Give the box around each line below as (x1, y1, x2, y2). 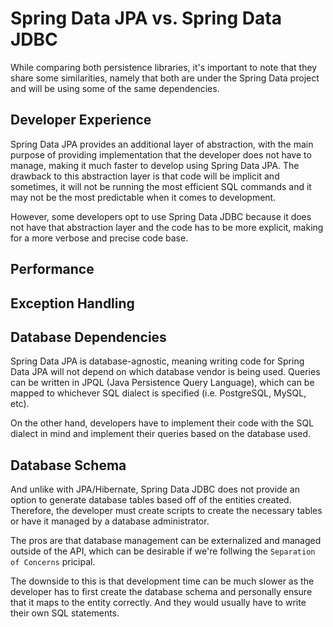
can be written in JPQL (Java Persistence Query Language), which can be (10, 377, 315, 389)
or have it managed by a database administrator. (10, 515, 210, 527)
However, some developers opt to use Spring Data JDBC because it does (10, 210, 312, 222)
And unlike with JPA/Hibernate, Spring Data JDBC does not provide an (10, 483, 300, 496)
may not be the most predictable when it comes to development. (10, 191, 277, 203)
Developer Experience (10, 112, 152, 129)
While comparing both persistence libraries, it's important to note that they (10, 61, 318, 73)
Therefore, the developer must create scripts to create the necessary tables (10, 505, 323, 517)
